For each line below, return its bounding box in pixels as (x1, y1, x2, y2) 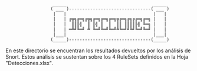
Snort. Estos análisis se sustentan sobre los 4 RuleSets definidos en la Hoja (5, 53, 188, 60)
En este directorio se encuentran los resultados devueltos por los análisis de (5, 47, 191, 54)
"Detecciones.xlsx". (5, 60, 54, 66)
